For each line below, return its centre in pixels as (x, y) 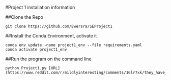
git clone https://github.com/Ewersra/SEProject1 (59, 26)
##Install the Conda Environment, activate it (51, 36)
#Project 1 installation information (40, 7)
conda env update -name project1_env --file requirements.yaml (74, 45)
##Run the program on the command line (48, 59)
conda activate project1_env (36, 50)
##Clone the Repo (24, 17)
